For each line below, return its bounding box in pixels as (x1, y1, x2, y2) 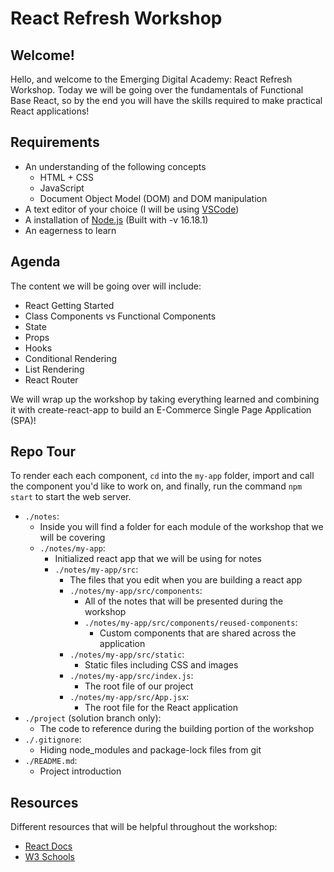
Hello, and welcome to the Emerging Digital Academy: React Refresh (10, 73, 293, 85)
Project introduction (39, 765, 122, 777)
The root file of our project (84, 680, 194, 692)
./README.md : (24, 755, 78, 767)
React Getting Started (24, 299, 115, 311)
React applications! (10, 105, 90, 117)
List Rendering (24, 363, 85, 375)
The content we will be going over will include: (10, 280, 202, 292)
